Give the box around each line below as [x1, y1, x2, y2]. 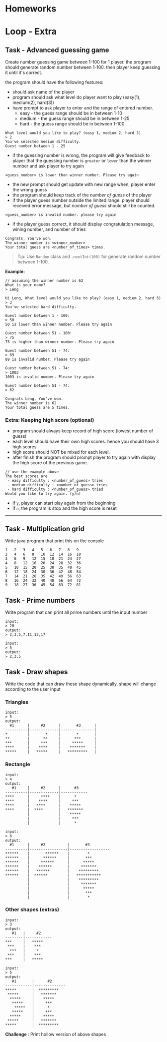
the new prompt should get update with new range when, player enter [12, 181, 156, 187]
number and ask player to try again [12, 163, 84, 169]
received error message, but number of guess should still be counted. [12, 203, 156, 209]
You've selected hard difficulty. [5, 304, 77, 310]
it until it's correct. [5, 69, 42, 75]
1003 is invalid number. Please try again [5, 374, 94, 380]
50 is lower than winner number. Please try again [5, 322, 112, 327]
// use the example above [5, 469, 59, 475]
